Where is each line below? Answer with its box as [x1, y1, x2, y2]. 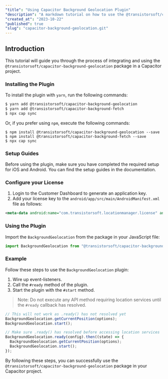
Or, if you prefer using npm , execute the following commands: [5, 120, 130, 126]
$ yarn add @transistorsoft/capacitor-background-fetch [5, 106, 124, 111]
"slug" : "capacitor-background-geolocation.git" [5, 26, 108, 31]
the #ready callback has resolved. [17, 302, 86, 308]
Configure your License [5, 179, 64, 186]
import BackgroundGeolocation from [5, 243, 79, 249]
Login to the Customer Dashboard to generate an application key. [12, 190, 147, 196]
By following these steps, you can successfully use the [5, 358, 118, 364]
